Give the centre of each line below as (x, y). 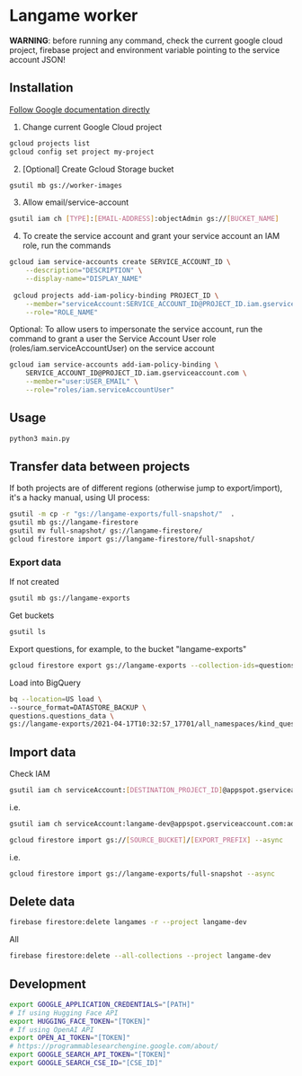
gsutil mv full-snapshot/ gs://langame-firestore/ (106, 531)
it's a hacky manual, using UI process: (80, 498)
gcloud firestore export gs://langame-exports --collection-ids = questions (152, 666)
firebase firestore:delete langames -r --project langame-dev (128, 922)
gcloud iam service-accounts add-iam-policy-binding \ (114, 365)
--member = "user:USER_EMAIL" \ (82, 382)
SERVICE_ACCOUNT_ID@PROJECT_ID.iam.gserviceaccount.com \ (136, 374)
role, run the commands (67, 246)
